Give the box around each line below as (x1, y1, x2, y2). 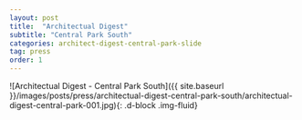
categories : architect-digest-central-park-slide (9, 38, 203, 48)
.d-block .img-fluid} (124, 100, 198, 110)
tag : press (9, 47, 51, 56)
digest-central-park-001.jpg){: (9, 100, 123, 110)
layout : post (9, 13, 59, 23)
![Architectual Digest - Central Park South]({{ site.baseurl (9, 81, 224, 91)
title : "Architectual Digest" (9, 22, 129, 31)
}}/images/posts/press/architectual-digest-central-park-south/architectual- (9, 90, 294, 101)
